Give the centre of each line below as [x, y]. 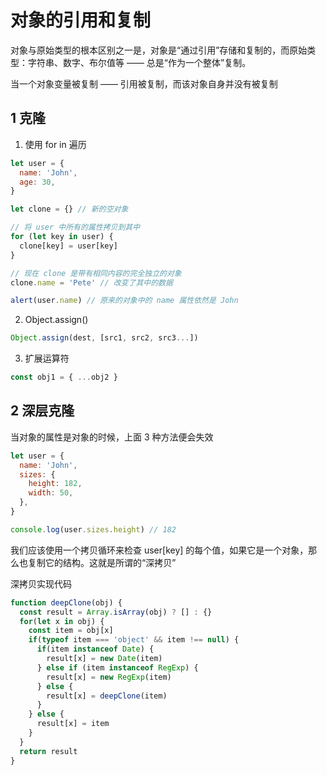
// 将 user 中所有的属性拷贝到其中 [75, 227]
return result [48, 751]
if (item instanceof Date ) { [95, 649]
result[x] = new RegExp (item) [109, 677]
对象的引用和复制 [81, 20]
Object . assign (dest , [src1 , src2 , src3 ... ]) [104, 338]
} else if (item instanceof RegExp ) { [117, 667]
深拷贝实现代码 [41, 583]
